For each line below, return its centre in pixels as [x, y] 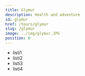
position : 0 [18, 39]
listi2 [17, 58]
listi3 [17, 63]
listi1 [17, 52]
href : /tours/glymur [27, 24]
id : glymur [17, 19]
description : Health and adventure [43, 15]
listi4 [17, 68]
